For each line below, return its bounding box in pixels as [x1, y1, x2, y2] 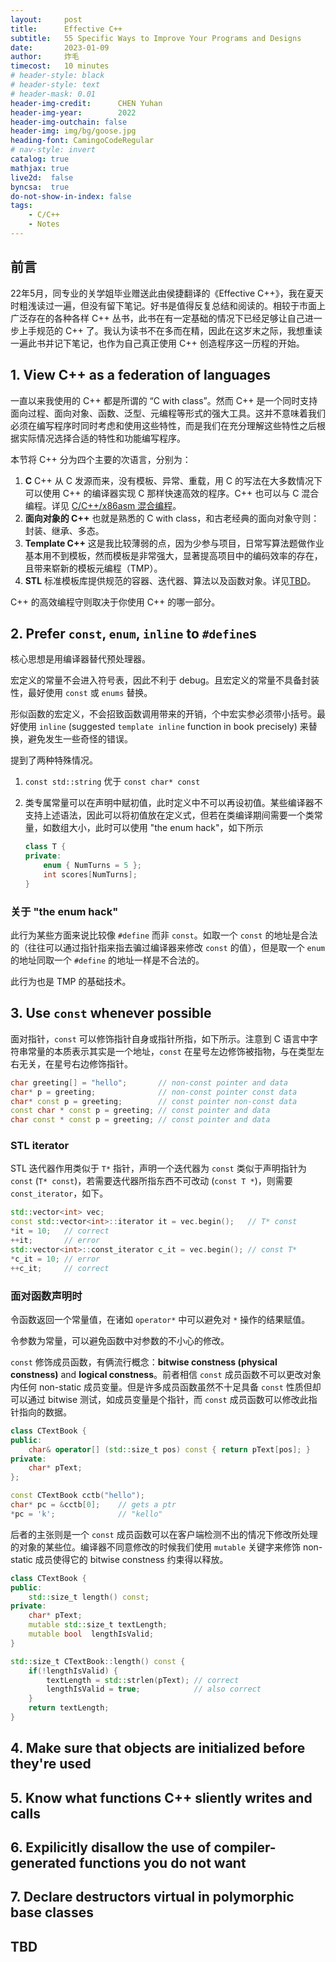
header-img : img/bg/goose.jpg [10, 126, 137, 136]
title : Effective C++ [10, 24, 123, 34]
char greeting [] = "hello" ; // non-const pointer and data [10, 1077, 288, 1088]
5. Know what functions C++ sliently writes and [10, 1789, 313, 1806]
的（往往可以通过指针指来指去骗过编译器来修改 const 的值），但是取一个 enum [10, 941, 326, 953]
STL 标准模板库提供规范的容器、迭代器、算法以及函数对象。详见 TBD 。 [24, 574, 317, 586]
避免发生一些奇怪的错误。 [27, 733, 133, 745]
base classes [10, 1904, 94, 1921]
